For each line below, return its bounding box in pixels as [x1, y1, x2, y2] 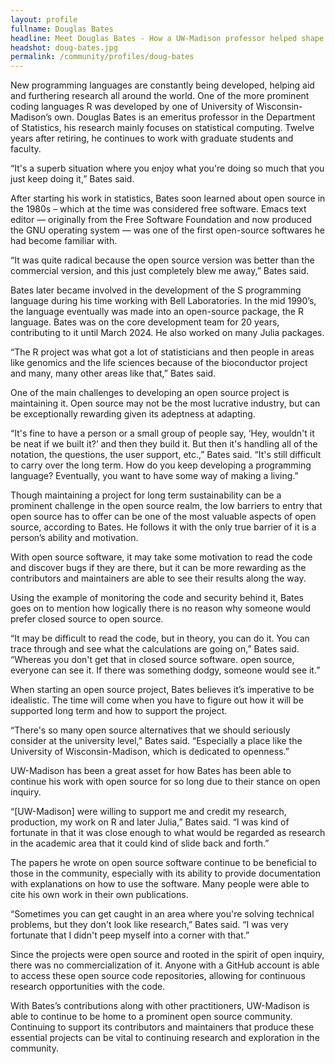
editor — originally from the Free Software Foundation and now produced [10, 214, 313, 226]
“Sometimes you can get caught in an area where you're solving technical [10, 908, 315, 920]
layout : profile [10, 14, 78, 25]
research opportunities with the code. [10, 981, 166, 993]
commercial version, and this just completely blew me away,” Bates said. [10, 265, 309, 277]
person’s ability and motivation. [10, 532, 139, 544]
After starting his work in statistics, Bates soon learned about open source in [10, 192, 326, 205]
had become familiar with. [10, 235, 118, 247]
